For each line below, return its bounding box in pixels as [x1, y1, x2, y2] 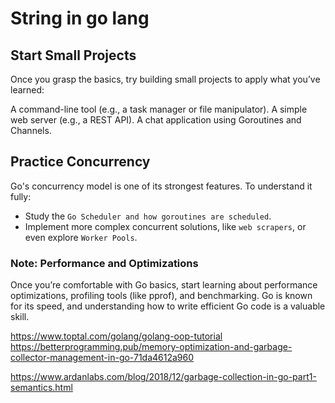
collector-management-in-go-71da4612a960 [10, 352, 195, 364]
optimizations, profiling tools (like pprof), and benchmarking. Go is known [10, 290, 313, 302]
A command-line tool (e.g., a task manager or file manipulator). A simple [10, 103, 308, 115]
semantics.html [10, 382, 73, 394]
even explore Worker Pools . [24, 231, 138, 243]
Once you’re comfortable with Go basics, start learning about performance [10, 279, 318, 291]
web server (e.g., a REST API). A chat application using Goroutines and [10, 114, 302, 126]
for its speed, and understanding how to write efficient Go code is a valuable [10, 300, 326, 312]
